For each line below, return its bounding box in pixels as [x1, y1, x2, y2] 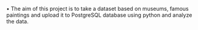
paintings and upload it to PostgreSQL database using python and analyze [6, 11, 193, 19]
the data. [6, 18, 29, 25]
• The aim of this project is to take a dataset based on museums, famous [6, 5, 189, 12]
